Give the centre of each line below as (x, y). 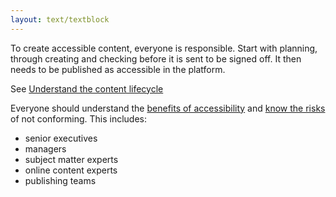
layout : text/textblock (60, 19)
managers (45, 148)
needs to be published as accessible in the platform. (118, 69)
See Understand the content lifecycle (87, 88)
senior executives (61, 138)
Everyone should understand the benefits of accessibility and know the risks (168, 108)
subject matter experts (71, 159)
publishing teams (60, 180)
